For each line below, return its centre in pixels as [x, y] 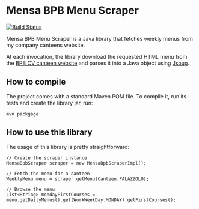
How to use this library [49, 132]
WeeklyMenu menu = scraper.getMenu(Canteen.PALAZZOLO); [78, 179]
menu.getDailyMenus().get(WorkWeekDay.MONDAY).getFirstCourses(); [91, 200]
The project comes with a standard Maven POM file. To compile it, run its [96, 96]
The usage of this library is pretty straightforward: [68, 147]
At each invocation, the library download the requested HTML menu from [97, 56]
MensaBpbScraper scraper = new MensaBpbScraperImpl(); [76, 163]
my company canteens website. [46, 45]
